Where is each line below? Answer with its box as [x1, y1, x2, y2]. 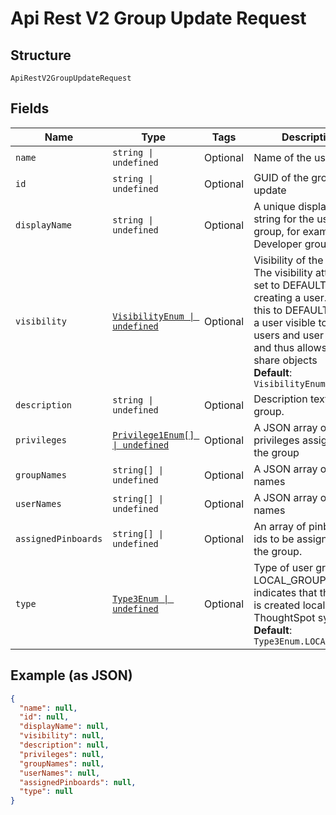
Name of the [253, 150, 312, 164]
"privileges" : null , [19, 749, 105, 759]
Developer [253, 237, 303, 251]
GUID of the [253, 170, 309, 184]
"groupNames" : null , [19, 758, 105, 769]
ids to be [253, 532, 295, 546]
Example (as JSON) [10, 667, 133, 684]
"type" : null [19, 787, 74, 797]
